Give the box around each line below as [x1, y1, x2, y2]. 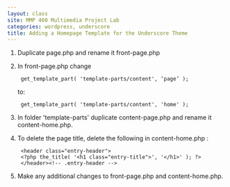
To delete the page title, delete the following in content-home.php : [17, 134, 209, 143]
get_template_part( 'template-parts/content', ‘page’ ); [20, 76, 189, 83]
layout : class [7, 10, 49, 17]
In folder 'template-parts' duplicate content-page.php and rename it [17, 113, 212, 122]
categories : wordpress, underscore [7, 23, 110, 30]
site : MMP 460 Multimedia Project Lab [7, 17, 120, 24]
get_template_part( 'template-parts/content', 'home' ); [20, 101, 189, 108]
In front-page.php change [17, 62, 92, 70]
